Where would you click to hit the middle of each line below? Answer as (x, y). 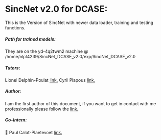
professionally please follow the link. (42, 109)
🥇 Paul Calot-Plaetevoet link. (34, 132)
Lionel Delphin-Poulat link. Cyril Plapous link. (50, 80)
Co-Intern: (16, 120)
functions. (15, 27)
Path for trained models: (31, 39)
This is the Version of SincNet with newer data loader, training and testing (79, 23)
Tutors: (13, 68)
